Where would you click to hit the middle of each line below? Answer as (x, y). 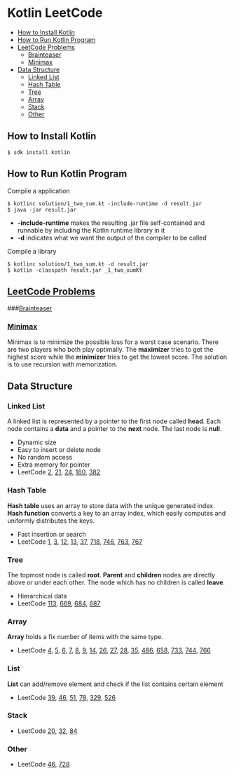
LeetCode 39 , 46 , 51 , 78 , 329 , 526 (67, 697)
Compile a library (32, 251)
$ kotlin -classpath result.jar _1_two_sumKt (75, 270)
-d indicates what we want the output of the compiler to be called (112, 238)
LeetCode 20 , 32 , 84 (47, 731)
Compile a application (39, 191)
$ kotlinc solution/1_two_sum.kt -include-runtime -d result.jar (104, 204)
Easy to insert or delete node (59, 450)
